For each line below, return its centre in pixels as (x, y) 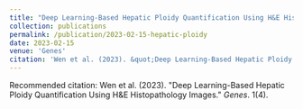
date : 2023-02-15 (42, 43)
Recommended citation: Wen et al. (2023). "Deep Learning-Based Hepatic (147, 85)
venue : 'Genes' (38, 51)
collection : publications (58, 26)
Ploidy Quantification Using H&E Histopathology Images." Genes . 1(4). (139, 95)
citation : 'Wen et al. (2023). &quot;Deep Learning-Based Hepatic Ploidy (151, 59)
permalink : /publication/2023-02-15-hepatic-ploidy (108, 34)
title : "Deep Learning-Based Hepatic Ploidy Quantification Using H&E (145, 18)
